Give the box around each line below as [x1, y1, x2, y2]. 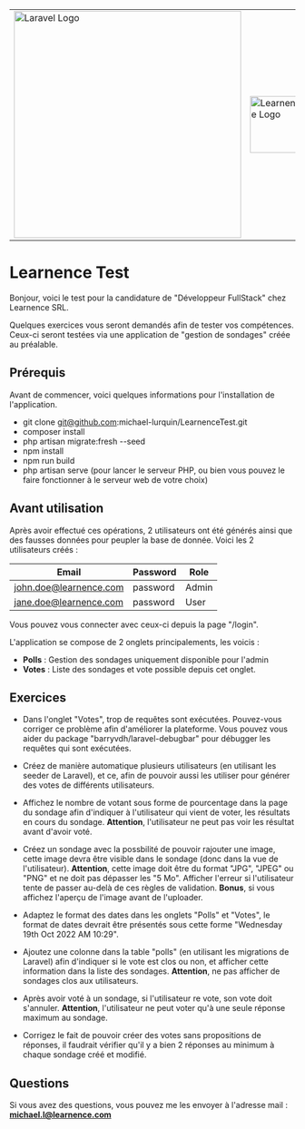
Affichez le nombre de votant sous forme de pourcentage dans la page [22, 798, 289, 809]
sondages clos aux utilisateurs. [22, 976, 139, 987]
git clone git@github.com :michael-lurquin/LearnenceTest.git [22, 417, 248, 427]
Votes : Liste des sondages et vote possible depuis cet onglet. [22, 663, 256, 674]
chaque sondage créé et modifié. [22, 1049, 147, 1060]
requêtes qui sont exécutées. [22, 743, 132, 754]
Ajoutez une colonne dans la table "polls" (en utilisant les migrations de [22, 947, 290, 957]
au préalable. [9, 339, 59, 349]
